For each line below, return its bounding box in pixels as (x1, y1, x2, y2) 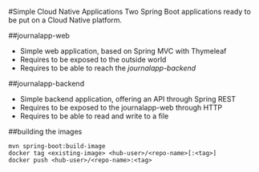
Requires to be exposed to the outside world (19, 55, 167, 64)
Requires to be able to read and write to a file (19, 111, 169, 121)
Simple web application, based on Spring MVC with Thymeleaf (19, 46, 227, 55)
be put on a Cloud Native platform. (8, 15, 123, 25)
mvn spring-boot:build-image (8, 142, 106, 150)
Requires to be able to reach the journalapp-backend (19, 63, 196, 73)
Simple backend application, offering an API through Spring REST (19, 94, 237, 103)
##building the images (8, 127, 83, 136)
